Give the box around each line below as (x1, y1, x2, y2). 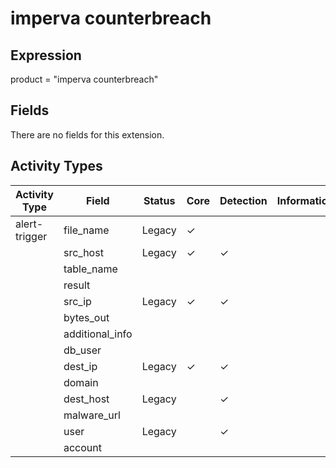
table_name (63, 262, 118, 276)
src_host (63, 245, 104, 259)
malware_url (63, 408, 121, 422)
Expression (10, 47, 82, 64)
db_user (63, 343, 102, 357)
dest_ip (63, 359, 98, 373)
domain (63, 375, 99, 389)
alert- (15, 217, 44, 231)
